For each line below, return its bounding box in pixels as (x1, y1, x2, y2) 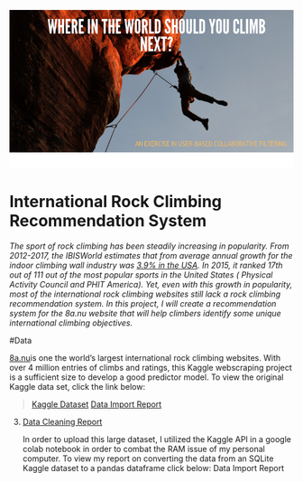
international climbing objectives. (9, 317, 133, 328)
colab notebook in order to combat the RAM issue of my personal (22, 443, 266, 454)
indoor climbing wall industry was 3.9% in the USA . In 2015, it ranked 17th (9, 260, 283, 270)
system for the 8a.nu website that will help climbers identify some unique (9, 307, 281, 318)
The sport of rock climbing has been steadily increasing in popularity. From (9, 241, 289, 251)
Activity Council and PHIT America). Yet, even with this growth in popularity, (9, 279, 293, 289)
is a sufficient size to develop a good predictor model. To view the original (9, 372, 284, 383)
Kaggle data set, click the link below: (9, 381, 146, 392)
